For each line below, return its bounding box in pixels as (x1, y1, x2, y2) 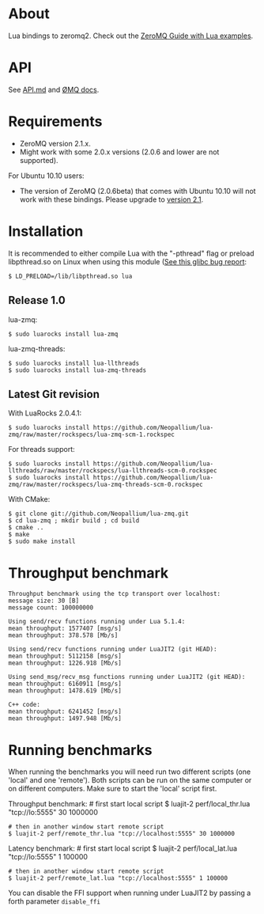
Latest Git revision (8, 387, 100, 400)
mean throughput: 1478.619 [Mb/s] (8, 687, 123, 695)
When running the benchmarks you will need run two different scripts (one (8, 767, 251, 776)
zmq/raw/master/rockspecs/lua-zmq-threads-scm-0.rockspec (8, 480, 203, 489)
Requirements (8, 112, 103, 131)
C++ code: (8, 701, 41, 709)
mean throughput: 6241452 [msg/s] (8, 707, 123, 716)
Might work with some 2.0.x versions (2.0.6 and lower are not (19, 147, 220, 157)
